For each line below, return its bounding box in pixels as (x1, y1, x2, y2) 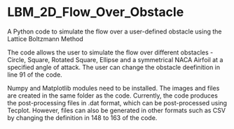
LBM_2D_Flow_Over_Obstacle (7, 4, 184, 20)
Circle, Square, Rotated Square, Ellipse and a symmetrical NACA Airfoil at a (7, 55, 223, 63)
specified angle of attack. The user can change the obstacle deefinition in (7, 63, 221, 71)
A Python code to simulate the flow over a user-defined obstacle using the (7, 27, 222, 36)
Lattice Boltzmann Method (7, 34, 84, 43)
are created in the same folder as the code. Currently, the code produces (7, 91, 219, 100)
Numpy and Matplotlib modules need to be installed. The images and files (7, 84, 220, 92)
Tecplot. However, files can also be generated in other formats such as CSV (7, 106, 226, 114)
